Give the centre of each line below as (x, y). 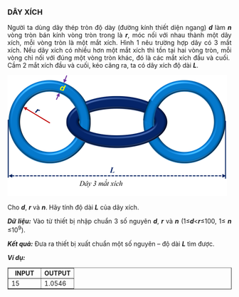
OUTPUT (58, 273)
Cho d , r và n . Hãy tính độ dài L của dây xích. (73, 207)
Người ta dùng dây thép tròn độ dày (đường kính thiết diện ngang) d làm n (120, 28)
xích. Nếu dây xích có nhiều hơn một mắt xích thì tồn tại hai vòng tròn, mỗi (119, 51)
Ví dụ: (16, 257)
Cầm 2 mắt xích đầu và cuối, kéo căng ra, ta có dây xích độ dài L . (103, 66)
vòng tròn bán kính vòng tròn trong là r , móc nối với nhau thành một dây (119, 35)
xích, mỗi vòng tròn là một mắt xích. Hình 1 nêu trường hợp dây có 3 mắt (119, 43)
